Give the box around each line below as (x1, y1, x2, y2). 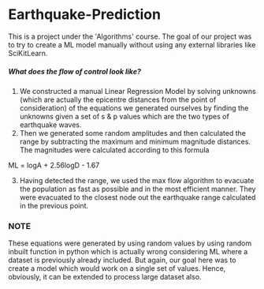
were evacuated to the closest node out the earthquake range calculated (19, 192, 256, 202)
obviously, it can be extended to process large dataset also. (8, 272, 203, 282)
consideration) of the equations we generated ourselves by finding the (19, 103, 249, 112)
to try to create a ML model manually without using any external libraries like (8, 39, 256, 49)
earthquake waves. (19, 120, 82, 129)
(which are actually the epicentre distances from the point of (19, 95, 217, 104)
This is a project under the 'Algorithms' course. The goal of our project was (8, 32, 252, 41)
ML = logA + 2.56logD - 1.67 (8, 160, 100, 170)
